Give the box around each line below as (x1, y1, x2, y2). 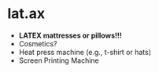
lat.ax (7, 5, 45, 23)
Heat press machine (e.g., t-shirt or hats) (18, 47, 151, 57)
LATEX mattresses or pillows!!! (18, 31, 123, 40)
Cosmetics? (18, 38, 57, 48)
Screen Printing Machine (18, 56, 99, 65)
